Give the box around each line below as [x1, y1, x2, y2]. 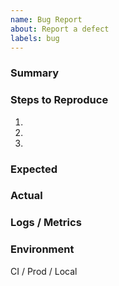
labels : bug [10, 33, 60, 43]
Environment [10, 242, 75, 256]
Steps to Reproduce [10, 93, 109, 107]
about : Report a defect [10, 24, 110, 34]
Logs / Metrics [10, 216, 82, 230]
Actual [10, 189, 43, 203]
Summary [10, 66, 60, 80]
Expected [10, 162, 58, 176]
